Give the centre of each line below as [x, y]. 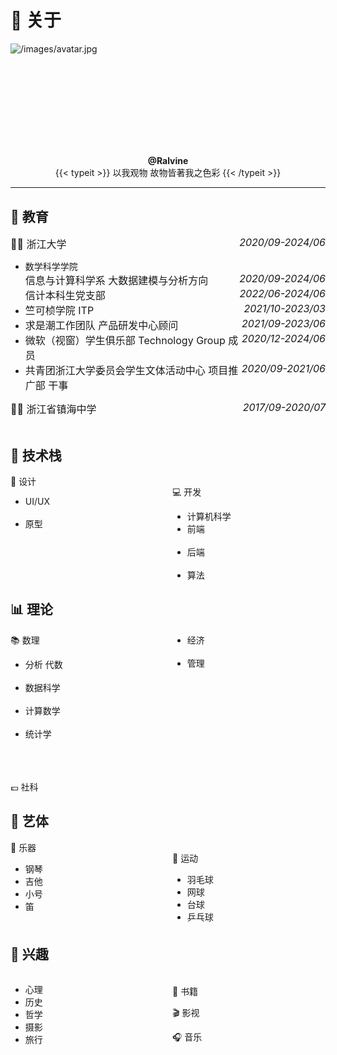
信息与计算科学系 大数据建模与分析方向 [116, 281]
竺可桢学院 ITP [59, 311]
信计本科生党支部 [65, 296]
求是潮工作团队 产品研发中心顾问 [101, 326]
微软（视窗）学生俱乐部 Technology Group [125, 341]
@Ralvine [168, 161]
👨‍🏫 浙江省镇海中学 [53, 409]
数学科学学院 [51, 267]
